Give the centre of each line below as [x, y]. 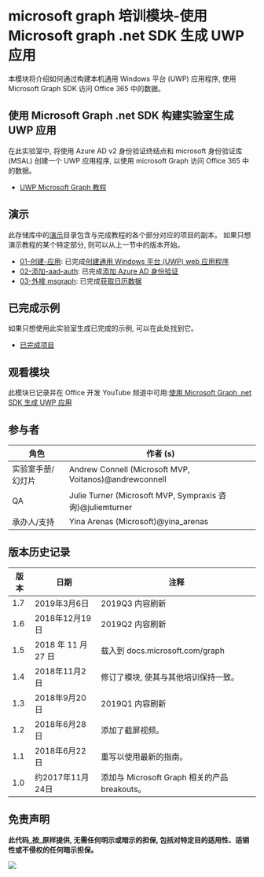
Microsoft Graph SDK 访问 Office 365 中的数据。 [86, 88]
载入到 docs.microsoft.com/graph [163, 651]
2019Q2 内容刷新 [134, 624]
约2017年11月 [62, 777]
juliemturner [110, 507]
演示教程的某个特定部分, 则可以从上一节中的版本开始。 [96, 244]
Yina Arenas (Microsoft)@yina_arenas [139, 521]
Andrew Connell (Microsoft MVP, [130, 470]
